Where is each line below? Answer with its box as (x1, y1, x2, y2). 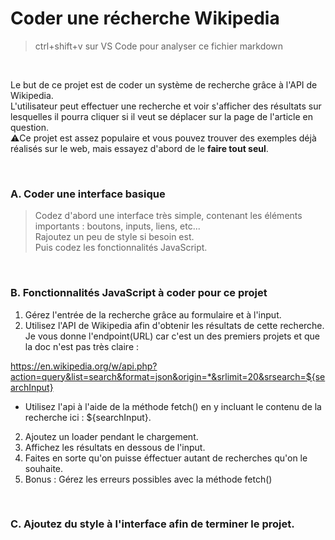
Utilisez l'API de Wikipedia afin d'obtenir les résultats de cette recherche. (24, 319, 325, 331)
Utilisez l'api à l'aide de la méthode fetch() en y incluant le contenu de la (24, 400, 322, 412)
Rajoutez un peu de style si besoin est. (34, 231, 195, 243)
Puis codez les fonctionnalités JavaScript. (34, 242, 208, 254)
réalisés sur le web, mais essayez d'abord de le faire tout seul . (10, 142, 269, 154)
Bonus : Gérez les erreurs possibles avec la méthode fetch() (24, 473, 273, 485)
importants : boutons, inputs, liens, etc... (34, 220, 201, 232)
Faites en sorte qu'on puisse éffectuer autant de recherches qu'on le (24, 452, 308, 464)
